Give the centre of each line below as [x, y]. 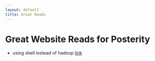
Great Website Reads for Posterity [78, 39]
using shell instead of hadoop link [47, 53]
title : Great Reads [26, 14]
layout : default [22, 10]
